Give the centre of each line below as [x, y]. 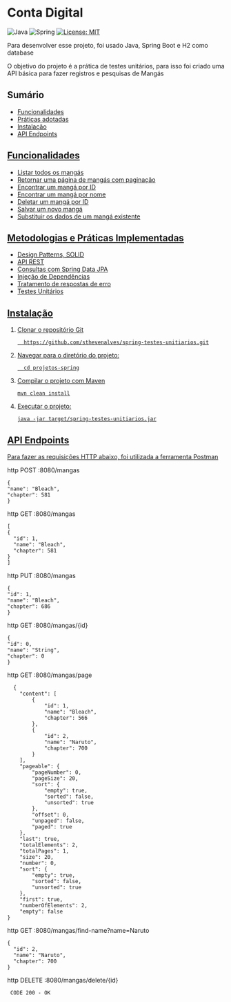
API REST [31, 262]
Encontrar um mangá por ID [57, 187]
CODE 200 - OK [30, 993]
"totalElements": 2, [49, 845]
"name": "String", [33, 650]
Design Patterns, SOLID [51, 254]
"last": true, [40, 839]
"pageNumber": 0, [57, 772]
